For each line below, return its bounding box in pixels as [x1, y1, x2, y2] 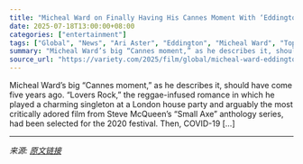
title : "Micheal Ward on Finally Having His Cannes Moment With [9, 13, 256, 23]
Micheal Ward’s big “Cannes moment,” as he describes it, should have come [9, 80, 293, 90]
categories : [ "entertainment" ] [9, 30, 127, 39]
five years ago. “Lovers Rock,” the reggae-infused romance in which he [9, 89, 275, 100]
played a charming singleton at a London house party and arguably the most [9, 99, 293, 109]
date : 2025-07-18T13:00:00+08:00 [9, 22, 135, 31]
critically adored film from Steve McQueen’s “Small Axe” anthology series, [9, 109, 284, 119]
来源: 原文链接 [9, 145, 61, 156]
